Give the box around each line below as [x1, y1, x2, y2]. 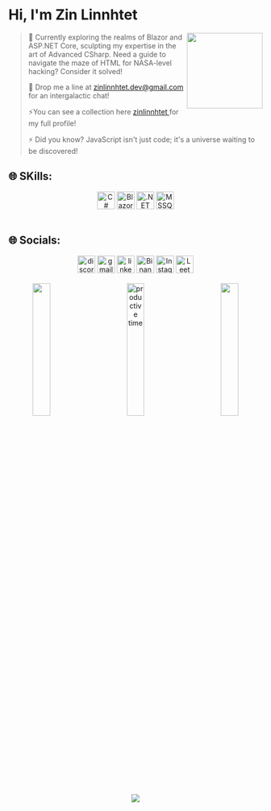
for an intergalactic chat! [27, 90, 110, 100]
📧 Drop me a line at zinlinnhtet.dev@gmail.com [27, 82, 184, 92]
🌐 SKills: [8, 169, 52, 183]
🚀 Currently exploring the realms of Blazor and [27, 32, 183, 42]
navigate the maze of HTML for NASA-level [27, 58, 172, 68]
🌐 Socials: [8, 234, 61, 247]
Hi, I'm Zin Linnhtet [8, 6, 139, 24]
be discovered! [27, 146, 78, 156]
